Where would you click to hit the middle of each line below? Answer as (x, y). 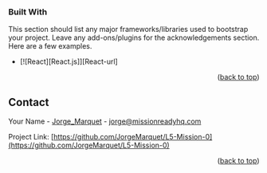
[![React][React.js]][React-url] (69, 61)
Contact (29, 102)
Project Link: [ (31, 137)
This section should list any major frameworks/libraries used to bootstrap (128, 29)
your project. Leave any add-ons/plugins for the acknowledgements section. (134, 37)
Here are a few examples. (50, 46)
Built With (28, 12)
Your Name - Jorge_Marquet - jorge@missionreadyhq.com (105, 121)
